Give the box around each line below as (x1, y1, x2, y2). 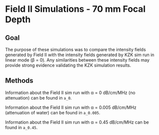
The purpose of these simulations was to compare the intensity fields (5, 47, 146, 52)
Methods (5, 76, 34, 85)
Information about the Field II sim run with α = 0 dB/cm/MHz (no (5, 90, 136, 96)
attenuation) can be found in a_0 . (5, 95, 72, 101)
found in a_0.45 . (5, 124, 38, 130)
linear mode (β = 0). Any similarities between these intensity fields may (5, 57, 150, 63)
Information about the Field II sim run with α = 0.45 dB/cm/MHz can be (5, 119, 149, 125)
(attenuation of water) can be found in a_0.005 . (5, 109, 100, 115)
